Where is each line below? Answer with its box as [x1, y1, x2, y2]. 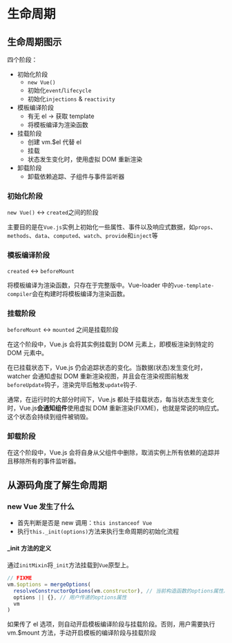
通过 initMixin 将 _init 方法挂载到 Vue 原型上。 [7, 561, 133, 569]
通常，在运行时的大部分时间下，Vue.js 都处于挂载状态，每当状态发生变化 [7, 395, 214, 404]
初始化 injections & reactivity [27, 95, 115, 103]
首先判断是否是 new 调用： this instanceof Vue [17, 518, 153, 526]
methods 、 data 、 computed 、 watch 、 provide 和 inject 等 [7, 232, 158, 240]
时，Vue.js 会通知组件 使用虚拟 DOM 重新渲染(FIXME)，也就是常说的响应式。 [7, 404, 223, 412]
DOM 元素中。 [7, 348, 48, 357]
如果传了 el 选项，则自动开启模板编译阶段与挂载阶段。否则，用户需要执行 [7, 620, 215, 629]
